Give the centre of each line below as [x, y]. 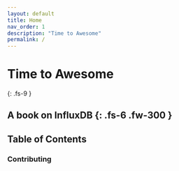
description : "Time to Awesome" [54, 33]
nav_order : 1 [26, 27]
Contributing [29, 159]
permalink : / [26, 40]
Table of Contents [47, 139]
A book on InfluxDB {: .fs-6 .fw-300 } [90, 116]
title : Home [24, 20]
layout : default [31, 14]
